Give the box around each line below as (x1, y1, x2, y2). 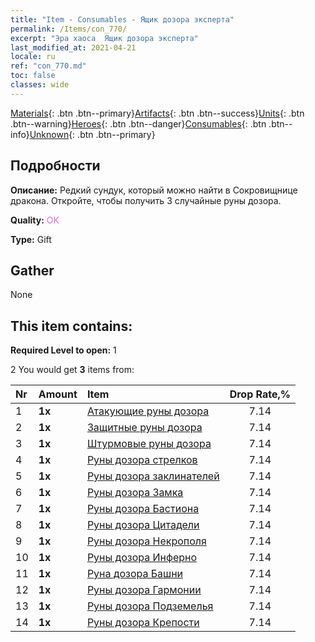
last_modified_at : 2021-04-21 (10, 42, 137, 53)
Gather (10, 262, 55, 279)
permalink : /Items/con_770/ (10, 24, 128, 34)
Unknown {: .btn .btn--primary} (29, 128, 156, 140)
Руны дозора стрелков (86, 453, 198, 467)
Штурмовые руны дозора (86, 437, 212, 451)
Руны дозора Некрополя (86, 534, 207, 548)
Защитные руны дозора (86, 421, 203, 435)
